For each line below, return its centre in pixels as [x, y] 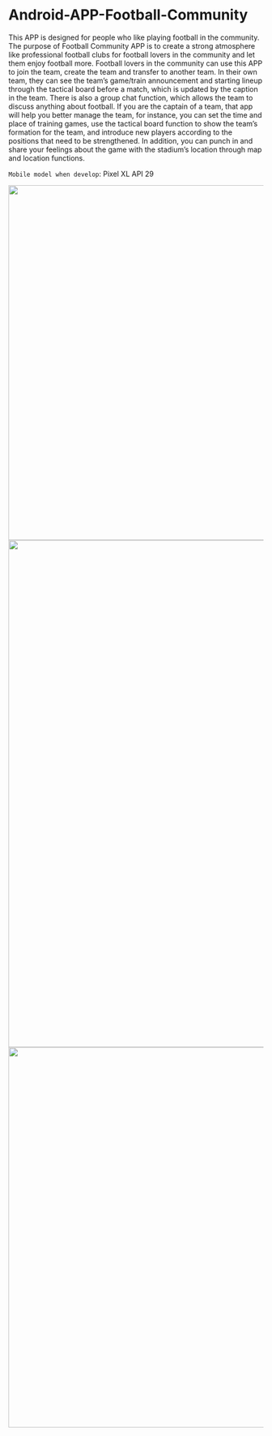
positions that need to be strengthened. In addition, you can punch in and [131, 140]
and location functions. [47, 158]
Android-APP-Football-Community [128, 15]
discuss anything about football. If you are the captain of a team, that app [131, 106]
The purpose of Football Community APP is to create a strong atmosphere [132, 45]
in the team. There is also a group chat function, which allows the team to [131, 97]
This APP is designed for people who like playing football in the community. [134, 37]
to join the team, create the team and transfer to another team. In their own [133, 71]
